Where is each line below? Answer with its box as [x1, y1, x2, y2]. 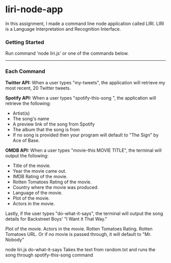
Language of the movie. [12, 189, 63, 196]
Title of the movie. [12, 162, 51, 169]
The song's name [12, 115, 49, 122]
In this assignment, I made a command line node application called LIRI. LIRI [5, 20, 164, 27]
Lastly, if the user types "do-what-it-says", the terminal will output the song [5, 210, 163, 217]
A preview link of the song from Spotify [12, 121, 95, 127]
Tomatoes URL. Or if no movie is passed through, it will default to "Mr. [5, 231, 152, 237]
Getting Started [5, 38, 44, 45]
